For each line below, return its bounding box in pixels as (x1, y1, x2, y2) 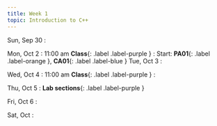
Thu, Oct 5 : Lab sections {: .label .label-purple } (7, 84, 145, 92)
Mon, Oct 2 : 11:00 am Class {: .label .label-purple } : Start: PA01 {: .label (7, 49, 211, 58)
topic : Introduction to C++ (7, 17, 89, 24)
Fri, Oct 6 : (7, 97, 38, 105)
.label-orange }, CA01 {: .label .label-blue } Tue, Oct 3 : (7, 56, 162, 65)
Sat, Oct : (7, 111, 34, 119)
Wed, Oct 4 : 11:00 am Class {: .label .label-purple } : (7, 70, 156, 79)
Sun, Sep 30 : (7, 36, 47, 44)
